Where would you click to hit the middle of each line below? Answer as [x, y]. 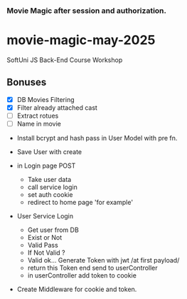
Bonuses [27, 82]
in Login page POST [46, 166]
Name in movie [39, 123]
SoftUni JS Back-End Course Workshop [65, 60]
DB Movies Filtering [46, 99]
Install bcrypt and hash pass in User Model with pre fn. [97, 138]
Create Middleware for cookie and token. [77, 289]
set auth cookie [50, 194]
